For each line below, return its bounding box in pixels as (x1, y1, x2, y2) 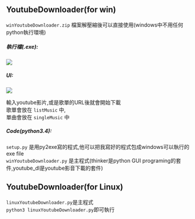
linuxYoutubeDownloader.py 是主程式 (6, 198, 94, 205)
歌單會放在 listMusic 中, (6, 106, 66, 113)
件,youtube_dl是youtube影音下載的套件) (6, 164, 104, 172)
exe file (6, 150, 24, 157)
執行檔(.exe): (6, 43, 39, 50)
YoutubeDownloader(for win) (6, 5, 117, 15)
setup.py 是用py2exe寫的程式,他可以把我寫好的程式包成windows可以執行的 (6, 143, 190, 150)
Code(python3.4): (6, 128, 52, 135)
